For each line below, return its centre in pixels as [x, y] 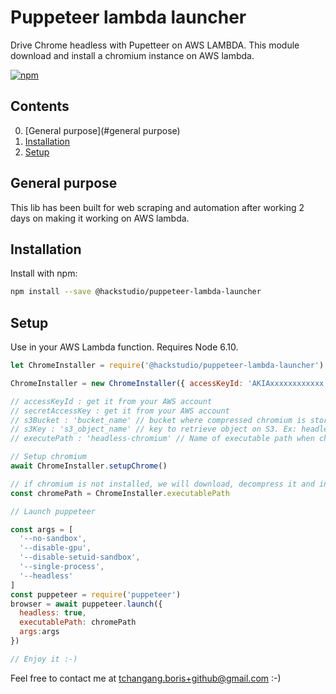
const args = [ [42, 529]
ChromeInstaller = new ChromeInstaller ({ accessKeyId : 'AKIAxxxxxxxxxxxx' [169, 383]
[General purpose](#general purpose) [102, 130]
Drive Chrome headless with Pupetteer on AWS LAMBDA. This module [155, 45]
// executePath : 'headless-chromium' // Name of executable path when [162, 439]
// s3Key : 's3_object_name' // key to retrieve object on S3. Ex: [154, 429]
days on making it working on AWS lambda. [100, 218]
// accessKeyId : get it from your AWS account [111, 401]
